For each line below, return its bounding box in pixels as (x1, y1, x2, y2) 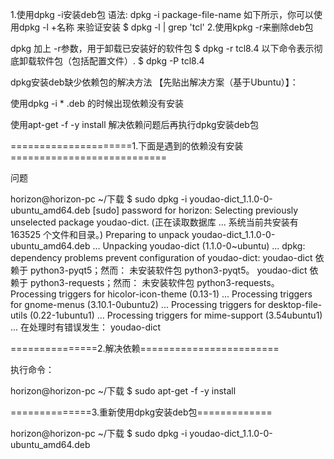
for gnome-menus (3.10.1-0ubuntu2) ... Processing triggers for (10, 299, 267, 310)
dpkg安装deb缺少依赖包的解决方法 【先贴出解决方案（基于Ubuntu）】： (10, 76, 299, 88)
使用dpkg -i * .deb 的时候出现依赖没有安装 (10, 98, 185, 109)
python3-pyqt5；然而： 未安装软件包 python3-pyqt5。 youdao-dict (29, 264, 308, 276)
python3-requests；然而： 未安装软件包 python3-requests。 (29, 277, 280, 288)
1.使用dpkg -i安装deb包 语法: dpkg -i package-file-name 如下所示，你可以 (10, 9, 314, 20)
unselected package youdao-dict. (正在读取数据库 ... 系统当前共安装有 (10, 216, 299, 228)
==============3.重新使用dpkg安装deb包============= (10, 406, 273, 418)
